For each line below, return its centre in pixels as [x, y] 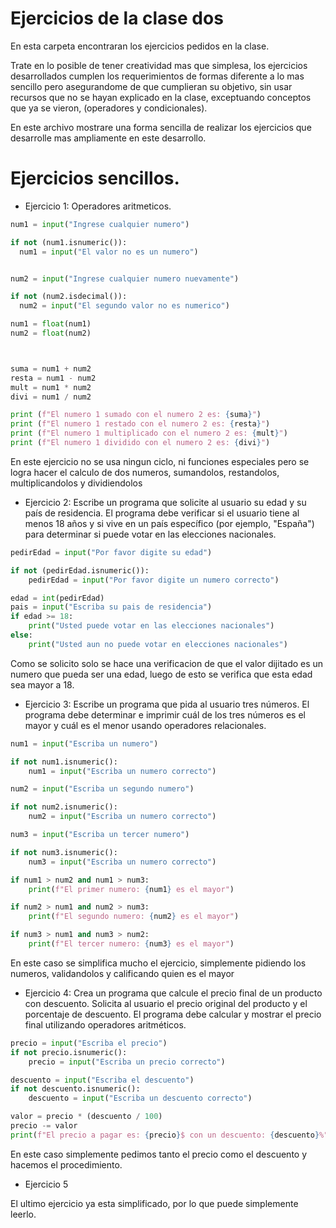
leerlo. [23, 1214]
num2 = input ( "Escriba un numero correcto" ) [122, 817]
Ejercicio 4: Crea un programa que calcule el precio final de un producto [173, 993]
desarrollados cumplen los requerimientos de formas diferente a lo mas [157, 76]
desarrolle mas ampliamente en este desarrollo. [108, 138]
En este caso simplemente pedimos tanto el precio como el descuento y [159, 1154]
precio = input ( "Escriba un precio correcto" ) [127, 1062]
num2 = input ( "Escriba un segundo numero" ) [102, 789]
